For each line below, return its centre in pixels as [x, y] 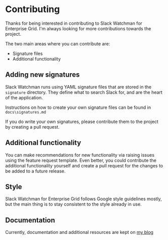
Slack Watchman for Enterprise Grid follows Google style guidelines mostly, [84, 199]
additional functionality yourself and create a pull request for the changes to [84, 165]
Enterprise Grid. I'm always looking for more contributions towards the [78, 28]
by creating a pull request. [32, 127]
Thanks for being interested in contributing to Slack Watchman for [74, 23]
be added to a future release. [35, 171]
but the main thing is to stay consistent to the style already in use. [74, 204]
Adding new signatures [42, 75]
